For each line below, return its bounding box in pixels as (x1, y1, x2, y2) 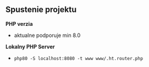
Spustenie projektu (5, 5, 77, 15)
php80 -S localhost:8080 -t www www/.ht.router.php (13, 55, 143, 61)
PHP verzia (5, 20, 33, 27)
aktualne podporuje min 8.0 (13, 32, 81, 39)
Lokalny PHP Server (5, 43, 55, 50)
